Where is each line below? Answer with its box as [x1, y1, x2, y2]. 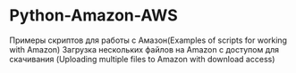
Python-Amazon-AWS [9, 5, 179, 26]
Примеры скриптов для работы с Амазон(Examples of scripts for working [9, 35, 288, 45]
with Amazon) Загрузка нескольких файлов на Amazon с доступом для [9, 44, 280, 54]
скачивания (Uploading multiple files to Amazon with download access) [9, 53, 275, 64]
